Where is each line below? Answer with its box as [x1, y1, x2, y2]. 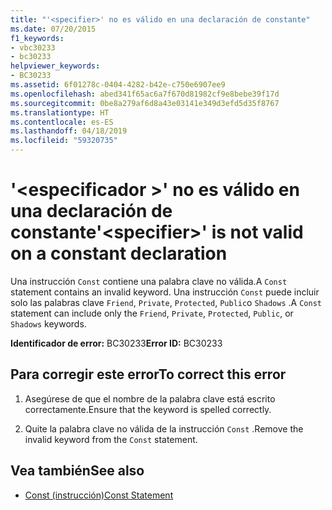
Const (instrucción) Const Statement [24, 489, 174, 501]
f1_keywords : [10, 33, 65, 43]
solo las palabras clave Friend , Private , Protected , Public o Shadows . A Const [10, 296, 322, 308]
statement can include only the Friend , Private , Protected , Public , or [10, 307, 294, 319]
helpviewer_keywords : [10, 61, 101, 71]
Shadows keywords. [10, 317, 87, 330]
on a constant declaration [10, 242, 228, 265]
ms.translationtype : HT [10, 107, 110, 118]
